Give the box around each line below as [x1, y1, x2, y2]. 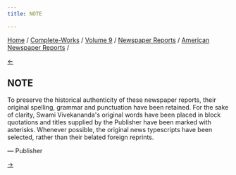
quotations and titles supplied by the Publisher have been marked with [7, 118, 211, 127]
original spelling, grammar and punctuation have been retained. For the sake [7, 103, 229, 112]
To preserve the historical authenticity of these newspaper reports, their [7, 96, 216, 104]
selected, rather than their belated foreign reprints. [7, 133, 154, 141]
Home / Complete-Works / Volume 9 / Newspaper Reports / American [7, 36, 210, 44]
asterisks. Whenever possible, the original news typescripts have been [7, 126, 213, 134]
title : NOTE [7, 10, 42, 18]
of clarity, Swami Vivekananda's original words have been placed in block [7, 110, 221, 119]
